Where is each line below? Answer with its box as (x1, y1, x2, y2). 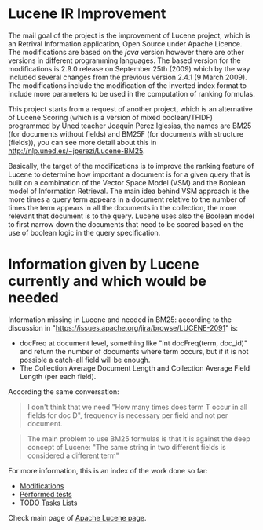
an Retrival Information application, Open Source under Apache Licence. (8, 38, 243, 48)
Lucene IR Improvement (8, 5, 166, 23)
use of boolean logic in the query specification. (8, 228, 161, 237)
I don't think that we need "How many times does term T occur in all (27, 402, 248, 411)
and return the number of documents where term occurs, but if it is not (19, 346, 249, 356)
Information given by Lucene (8, 256, 199, 273)
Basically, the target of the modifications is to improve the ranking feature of (8, 161, 254, 170)
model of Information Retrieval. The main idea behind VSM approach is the (8, 186, 250, 196)
